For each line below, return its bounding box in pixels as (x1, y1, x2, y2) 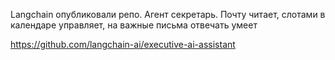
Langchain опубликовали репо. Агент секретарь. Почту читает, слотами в (10, 9, 326, 20)
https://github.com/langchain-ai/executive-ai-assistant (10, 39, 236, 50)
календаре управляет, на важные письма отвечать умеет (10, 19, 258, 31)
